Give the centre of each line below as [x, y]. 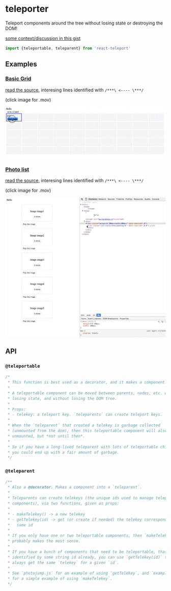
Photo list [17, 169]
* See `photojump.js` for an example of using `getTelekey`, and [78, 573]
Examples [21, 64]
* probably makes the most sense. [44, 541]
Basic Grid [18, 79]
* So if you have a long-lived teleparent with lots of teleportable [83, 447]
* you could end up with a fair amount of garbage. [63, 452]
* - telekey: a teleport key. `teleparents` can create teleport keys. [85, 415]
